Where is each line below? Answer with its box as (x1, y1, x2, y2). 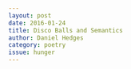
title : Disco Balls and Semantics (8, 26, 124, 34)
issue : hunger (8, 48, 56, 56)
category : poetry (8, 41, 66, 49)
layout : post (8, 11, 52, 20)
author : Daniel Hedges (8, 33, 84, 42)
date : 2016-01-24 (8, 19, 66, 27)
